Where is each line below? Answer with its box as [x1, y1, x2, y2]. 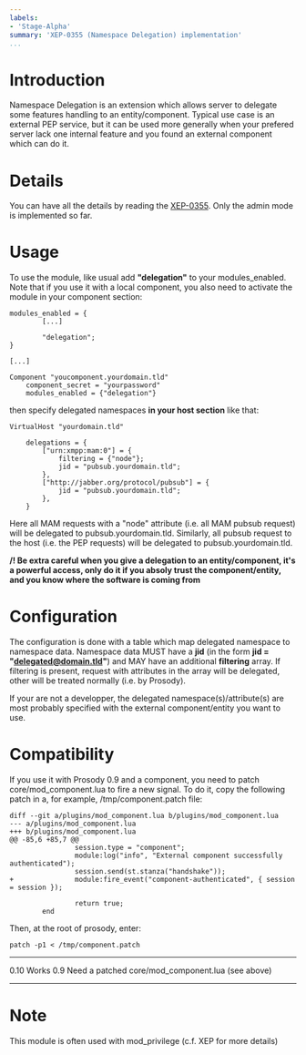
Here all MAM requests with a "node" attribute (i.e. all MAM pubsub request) [9, 518, 296, 529]
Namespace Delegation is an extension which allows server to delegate [9, 99, 278, 110]
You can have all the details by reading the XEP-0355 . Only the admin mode [9, 200, 294, 211]
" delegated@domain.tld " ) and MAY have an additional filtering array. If [9, 656, 280, 667]
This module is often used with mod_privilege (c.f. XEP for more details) [9, 1036, 279, 1046]
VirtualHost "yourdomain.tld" [9, 423, 125, 432]
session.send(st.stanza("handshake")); [74, 867, 226, 876]
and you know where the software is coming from [9, 575, 201, 586]
